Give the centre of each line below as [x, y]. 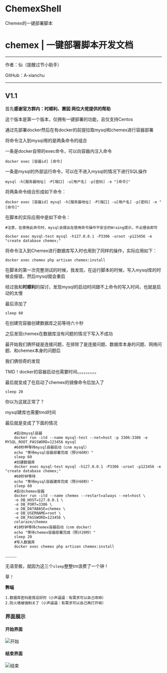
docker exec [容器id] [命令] [34, 161]
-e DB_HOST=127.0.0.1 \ [39, 500]
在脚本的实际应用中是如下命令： [38, 217]
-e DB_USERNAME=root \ [38, 513]
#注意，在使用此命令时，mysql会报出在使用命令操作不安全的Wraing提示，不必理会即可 [82, 228]
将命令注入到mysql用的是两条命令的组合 [46, 140]
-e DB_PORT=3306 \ [33, 504]
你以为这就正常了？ [25, 401]
